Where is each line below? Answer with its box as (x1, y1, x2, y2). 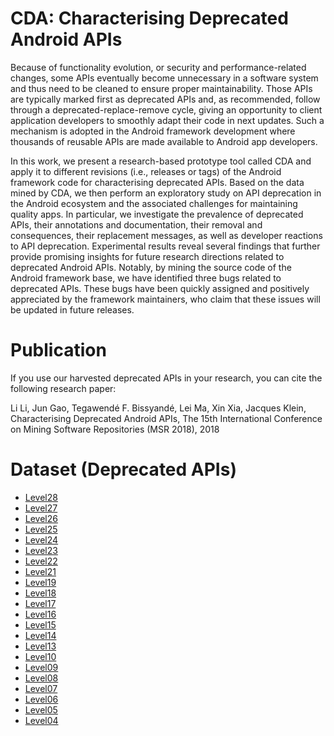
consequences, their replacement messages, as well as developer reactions (10, 229, 323, 241)
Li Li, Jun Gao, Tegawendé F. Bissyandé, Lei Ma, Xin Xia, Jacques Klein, (10, 402, 307, 414)
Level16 (24, 608, 57, 620)
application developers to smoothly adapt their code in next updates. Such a (10, 114, 325, 126)
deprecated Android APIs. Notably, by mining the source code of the (10, 261, 292, 273)
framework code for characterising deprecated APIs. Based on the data (10, 176, 305, 188)
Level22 (24, 555, 58, 567)
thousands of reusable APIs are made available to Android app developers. (10, 135, 318, 147)
